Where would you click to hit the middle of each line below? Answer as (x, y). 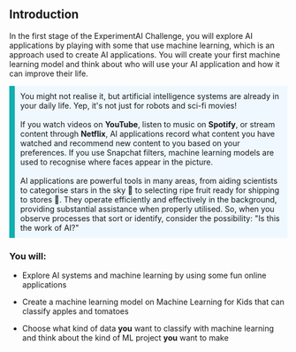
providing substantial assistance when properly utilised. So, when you (148, 209)
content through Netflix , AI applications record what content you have (148, 134)
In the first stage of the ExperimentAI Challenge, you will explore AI (131, 35)
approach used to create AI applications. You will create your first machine (145, 54)
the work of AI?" (50, 227)
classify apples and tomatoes (76, 311)
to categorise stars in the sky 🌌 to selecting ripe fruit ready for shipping (150, 190)
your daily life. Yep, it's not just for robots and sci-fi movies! (129, 105)
